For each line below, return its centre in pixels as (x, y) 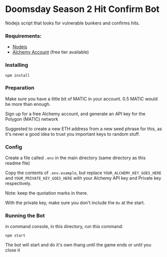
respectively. (18, 184)
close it (13, 250)
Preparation (20, 88)
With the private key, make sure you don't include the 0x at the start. (75, 203)
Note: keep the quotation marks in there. (47, 193)
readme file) (18, 163)
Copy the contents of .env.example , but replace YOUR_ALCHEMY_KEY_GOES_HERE (83, 173)
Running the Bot (25, 216)
